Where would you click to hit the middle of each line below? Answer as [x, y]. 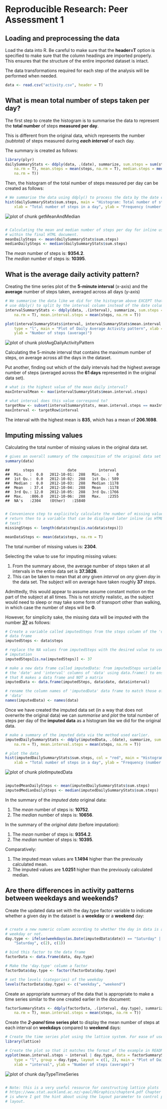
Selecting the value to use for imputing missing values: [61, 556]
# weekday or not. [24, 934]
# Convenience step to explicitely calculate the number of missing [78, 514]
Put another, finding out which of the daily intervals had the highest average [83, 367]
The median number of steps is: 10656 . [53, 815]
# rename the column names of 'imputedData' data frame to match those [81, 691]
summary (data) [20, 461]
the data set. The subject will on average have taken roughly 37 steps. [84, 582]
